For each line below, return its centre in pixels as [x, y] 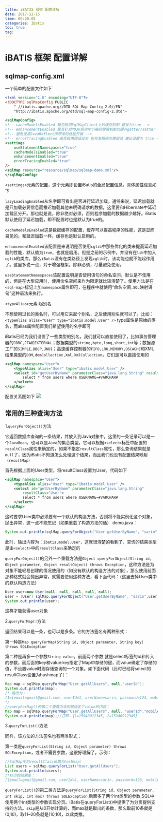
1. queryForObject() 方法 [28, 426]
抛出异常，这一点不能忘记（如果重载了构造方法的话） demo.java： [71, 523]
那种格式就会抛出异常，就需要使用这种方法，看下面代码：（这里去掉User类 [79, 576]
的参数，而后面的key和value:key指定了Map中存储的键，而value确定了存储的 [81, 663]
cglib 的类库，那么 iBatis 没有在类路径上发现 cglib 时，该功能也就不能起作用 [80, 258]
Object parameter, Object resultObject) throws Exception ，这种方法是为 [80, 564]
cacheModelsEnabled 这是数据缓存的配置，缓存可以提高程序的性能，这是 [76, 230]
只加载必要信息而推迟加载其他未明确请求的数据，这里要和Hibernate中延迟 [83, 207]
